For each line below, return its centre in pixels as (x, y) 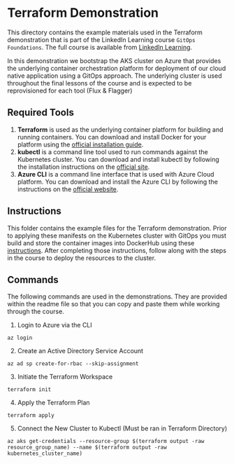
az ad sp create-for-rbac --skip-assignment (73, 364)
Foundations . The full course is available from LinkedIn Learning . (100, 47)
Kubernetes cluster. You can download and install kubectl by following (118, 159)
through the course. (36, 312)
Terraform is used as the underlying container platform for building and (120, 129)
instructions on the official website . (68, 189)
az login (20, 338)
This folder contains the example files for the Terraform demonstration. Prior (117, 228)
